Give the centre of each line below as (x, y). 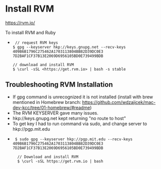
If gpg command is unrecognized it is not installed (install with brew (83, 97)
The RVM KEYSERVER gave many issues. (55, 113)
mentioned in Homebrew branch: (47, 102)
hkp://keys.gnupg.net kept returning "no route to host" (69, 118)
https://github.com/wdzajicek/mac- (119, 102)
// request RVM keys (36, 43)
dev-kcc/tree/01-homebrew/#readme (51, 107)
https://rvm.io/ (20, 23)
